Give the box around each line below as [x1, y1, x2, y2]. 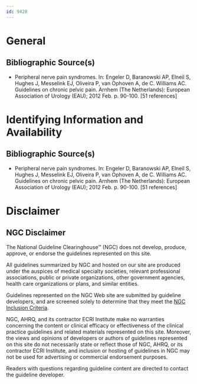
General [6, 34, 46, 47]
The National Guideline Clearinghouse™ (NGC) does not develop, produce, [6, 243, 187, 250]
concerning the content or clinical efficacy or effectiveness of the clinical [6, 322, 184, 329]
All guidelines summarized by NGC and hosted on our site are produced [6, 261, 181, 268]
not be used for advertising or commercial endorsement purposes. [6, 353, 168, 360]
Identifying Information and [6, 113, 143, 126]
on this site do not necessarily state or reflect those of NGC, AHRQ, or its [6, 341, 183, 348]
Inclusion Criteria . [6, 304, 49, 311]
